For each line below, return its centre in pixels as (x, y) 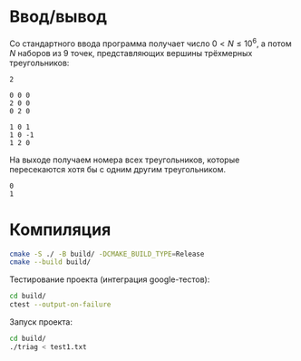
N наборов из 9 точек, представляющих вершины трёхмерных (131, 53)
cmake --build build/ (50, 262)
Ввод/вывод (58, 17)
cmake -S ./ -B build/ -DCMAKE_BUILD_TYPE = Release (107, 254)
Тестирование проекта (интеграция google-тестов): (110, 279)
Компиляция (60, 229)
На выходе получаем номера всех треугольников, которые (125, 160)
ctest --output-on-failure (60, 305)
